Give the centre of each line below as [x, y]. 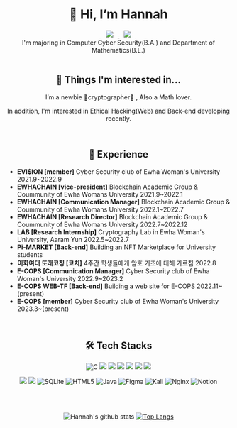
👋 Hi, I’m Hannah [118, 15]
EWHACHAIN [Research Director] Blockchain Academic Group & [112, 216]
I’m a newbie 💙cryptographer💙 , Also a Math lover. [118, 97]
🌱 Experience [118, 154]
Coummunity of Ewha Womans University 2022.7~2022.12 [102, 224]
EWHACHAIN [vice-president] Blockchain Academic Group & [108, 187]
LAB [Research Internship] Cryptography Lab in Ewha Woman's [111, 232]
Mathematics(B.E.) [118, 50]
